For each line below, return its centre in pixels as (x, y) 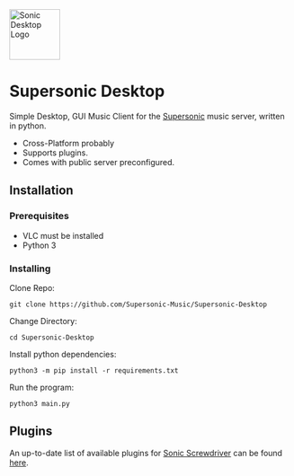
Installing (30, 269)
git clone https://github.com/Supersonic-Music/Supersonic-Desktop (138, 304)
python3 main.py (40, 403)
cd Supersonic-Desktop (52, 337)
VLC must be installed (63, 235)
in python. (28, 126)
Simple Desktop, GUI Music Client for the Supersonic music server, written (147, 116)
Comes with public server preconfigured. (98, 162)
